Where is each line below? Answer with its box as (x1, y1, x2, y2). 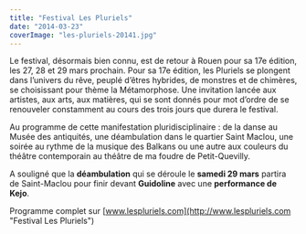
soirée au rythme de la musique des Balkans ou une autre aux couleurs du (9, 141, 289, 152)
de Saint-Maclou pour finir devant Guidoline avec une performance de (9, 178, 277, 189)
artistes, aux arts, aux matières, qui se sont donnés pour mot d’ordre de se (9, 94, 290, 105)
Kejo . (9, 188, 30, 199)
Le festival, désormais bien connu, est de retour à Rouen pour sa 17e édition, (9, 56, 298, 67)
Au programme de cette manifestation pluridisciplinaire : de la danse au (9, 122, 279, 133)
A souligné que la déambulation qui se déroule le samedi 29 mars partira (9, 168, 287, 179)
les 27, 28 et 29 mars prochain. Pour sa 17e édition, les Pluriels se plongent (9, 65, 290, 76)
